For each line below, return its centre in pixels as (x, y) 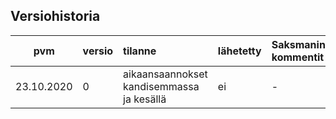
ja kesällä (145, 99)
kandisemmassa (161, 86)
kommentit (298, 57)
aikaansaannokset (165, 74)
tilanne (140, 51)
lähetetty (239, 51)
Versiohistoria (55, 16)
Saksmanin (298, 44)
